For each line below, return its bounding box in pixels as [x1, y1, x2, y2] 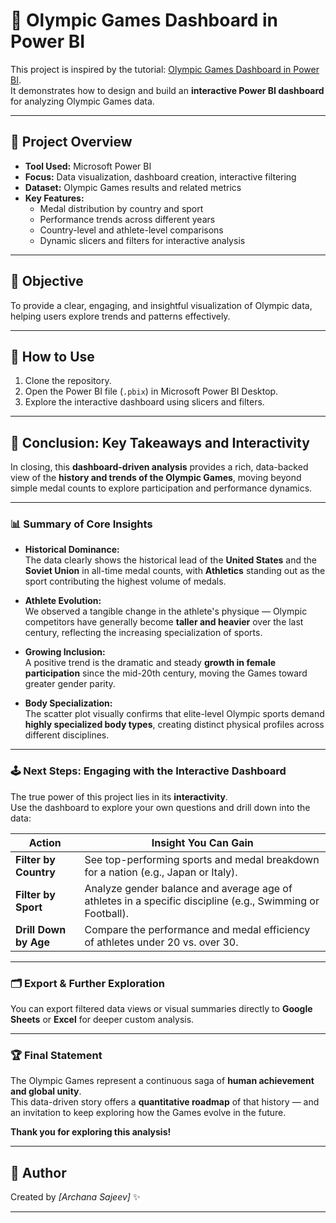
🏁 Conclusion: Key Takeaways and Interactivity [10, 434, 310, 451]
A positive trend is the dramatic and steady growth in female [24, 657, 277, 669]
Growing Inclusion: [24, 646, 106, 658]
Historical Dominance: [24, 544, 120, 556]
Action [28, 835, 62, 849]
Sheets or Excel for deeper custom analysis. [10, 1014, 195, 1026]
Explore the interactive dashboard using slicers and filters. [24, 396, 265, 408]
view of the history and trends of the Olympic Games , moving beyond [10, 472, 302, 484]
